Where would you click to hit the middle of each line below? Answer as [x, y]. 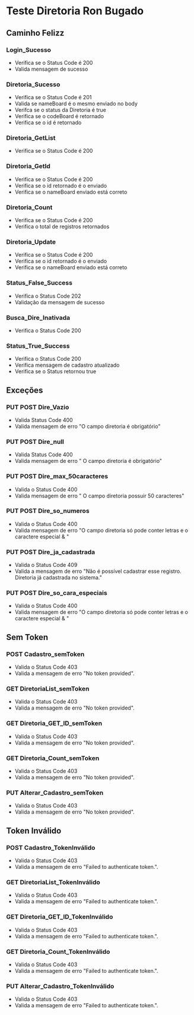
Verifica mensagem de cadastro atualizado [67, 365]
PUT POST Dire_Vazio [38, 407]
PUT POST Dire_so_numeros [48, 511]
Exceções [25, 390]
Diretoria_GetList [31, 138]
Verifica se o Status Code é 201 [53, 97]
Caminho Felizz [35, 33]
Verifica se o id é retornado [48, 122]
